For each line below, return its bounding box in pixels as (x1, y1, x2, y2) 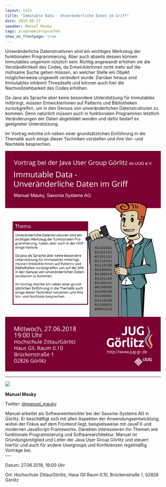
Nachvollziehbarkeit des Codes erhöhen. (5, 85, 88, 91)
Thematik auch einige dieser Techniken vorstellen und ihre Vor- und (5, 136, 143, 142)
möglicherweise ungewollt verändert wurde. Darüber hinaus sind (5, 75, 137, 80)
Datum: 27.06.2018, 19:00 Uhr (5, 462, 65, 468)
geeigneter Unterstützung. (5, 121, 59, 127)
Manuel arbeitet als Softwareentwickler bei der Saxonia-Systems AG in (5, 410, 149, 416)
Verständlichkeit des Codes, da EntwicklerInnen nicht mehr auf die (5, 64, 141, 70)
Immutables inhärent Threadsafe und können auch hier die (5, 80, 124, 86)
